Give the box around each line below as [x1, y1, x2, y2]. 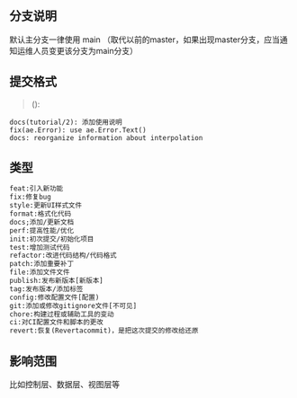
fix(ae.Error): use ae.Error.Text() [9, 125, 147, 135]
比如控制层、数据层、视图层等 [9, 379, 120, 389]
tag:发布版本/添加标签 [9, 284, 84, 294]
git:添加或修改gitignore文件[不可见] [9, 301, 138, 310]
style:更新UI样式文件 [9, 201, 83, 210]
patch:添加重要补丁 [9, 260, 75, 269]
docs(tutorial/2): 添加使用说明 [9, 118, 123, 127]
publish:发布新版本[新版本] [9, 277, 103, 286]
